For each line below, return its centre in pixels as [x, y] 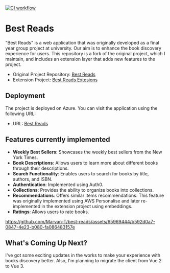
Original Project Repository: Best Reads [54, 74]
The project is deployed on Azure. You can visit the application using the [81, 108]
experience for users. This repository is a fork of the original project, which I [85, 53]
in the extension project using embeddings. [87, 206]
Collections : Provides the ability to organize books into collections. [83, 190]
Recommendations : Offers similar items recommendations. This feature [88, 195]
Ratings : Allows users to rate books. [51, 212]
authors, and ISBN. [32, 179]
